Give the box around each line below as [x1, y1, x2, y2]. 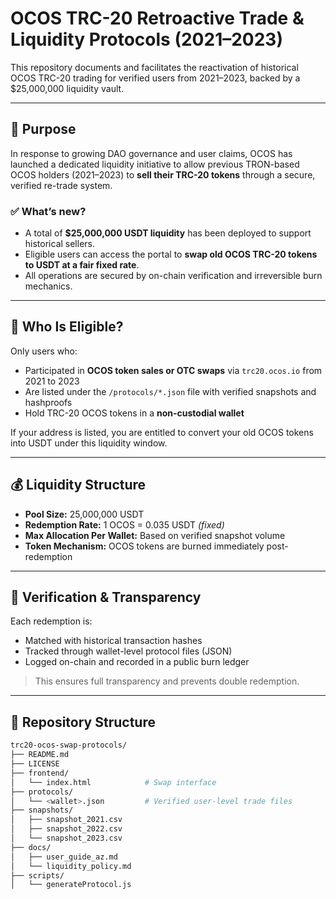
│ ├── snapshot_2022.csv [10, 824, 123, 834]
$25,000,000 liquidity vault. [10, 82, 125, 94]
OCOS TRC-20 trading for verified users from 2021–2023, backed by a [10, 72, 301, 84]
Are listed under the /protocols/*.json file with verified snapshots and [24, 385, 317, 397]
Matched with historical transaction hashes [24, 635, 203, 647]
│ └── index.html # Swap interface [10, 777, 217, 787]
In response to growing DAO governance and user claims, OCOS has [10, 147, 293, 159]
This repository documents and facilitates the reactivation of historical [10, 61, 299, 73]
